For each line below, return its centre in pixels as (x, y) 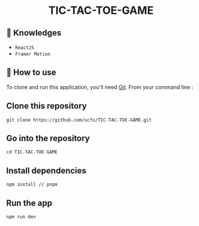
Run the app (29, 203)
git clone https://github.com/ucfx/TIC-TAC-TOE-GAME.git (79, 120)
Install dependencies (46, 170)
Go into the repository (48, 138)
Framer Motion (32, 54)
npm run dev (21, 217)
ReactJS (24, 48)
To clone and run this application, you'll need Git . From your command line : (100, 87)
